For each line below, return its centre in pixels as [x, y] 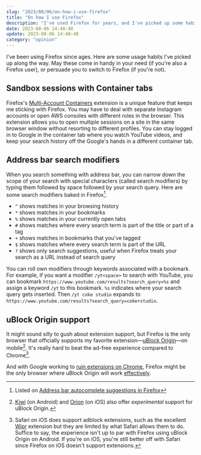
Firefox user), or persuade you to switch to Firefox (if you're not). [86, 69]
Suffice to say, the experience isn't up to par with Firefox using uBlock [101, 433]
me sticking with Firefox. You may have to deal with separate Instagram [94, 109]
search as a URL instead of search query [65, 257]
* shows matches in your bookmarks [60, 212]
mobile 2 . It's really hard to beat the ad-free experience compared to [90, 347]
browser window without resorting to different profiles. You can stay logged [99, 128]
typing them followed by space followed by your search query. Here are [95, 187]
